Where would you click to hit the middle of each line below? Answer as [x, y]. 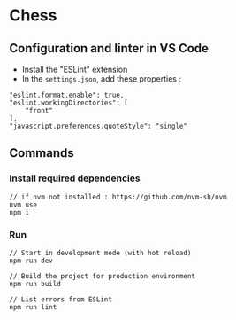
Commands [42, 153]
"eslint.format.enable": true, [67, 95]
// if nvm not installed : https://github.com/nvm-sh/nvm [118, 197]
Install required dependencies [75, 178]
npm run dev [31, 261]
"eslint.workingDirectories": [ [69, 103]
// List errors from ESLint [61, 299]
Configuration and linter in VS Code [109, 48]
